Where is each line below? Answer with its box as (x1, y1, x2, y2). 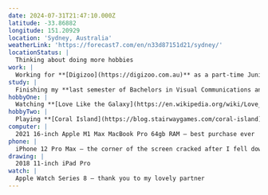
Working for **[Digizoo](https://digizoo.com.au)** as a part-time (15, 71, 245, 79)
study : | (8, 78, 37, 86)
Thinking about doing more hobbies (15, 57, 134, 64)
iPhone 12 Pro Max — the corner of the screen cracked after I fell (15, 145, 248, 153)
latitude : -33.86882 (8, 19, 77, 27)
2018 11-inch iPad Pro (15, 160, 91, 168)
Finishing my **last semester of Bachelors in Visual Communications (15, 85, 251, 94)
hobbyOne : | (8, 93, 48, 101)
